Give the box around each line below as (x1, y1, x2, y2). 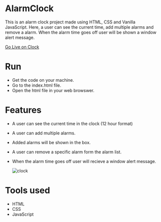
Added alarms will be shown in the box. (12, 139, 91, 145)
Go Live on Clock (5, 44, 40, 50)
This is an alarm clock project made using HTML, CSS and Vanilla (5, 19, 136, 25)
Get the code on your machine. (12, 77, 74, 83)
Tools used (5, 185, 50, 196)
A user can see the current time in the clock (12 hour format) (12, 120, 133, 127)
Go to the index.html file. (12, 82, 62, 88)
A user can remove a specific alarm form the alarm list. (12, 149, 122, 155)
